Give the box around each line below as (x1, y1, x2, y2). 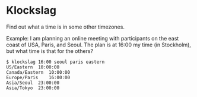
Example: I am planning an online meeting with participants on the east (6, 35, 179, 42)
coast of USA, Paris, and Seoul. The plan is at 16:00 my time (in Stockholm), (6, 41, 192, 48)
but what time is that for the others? (6, 47, 94, 54)
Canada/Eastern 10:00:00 (6, 69, 70, 75)
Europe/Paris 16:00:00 (6, 74, 70, 80)
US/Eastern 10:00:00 (6, 64, 60, 70)
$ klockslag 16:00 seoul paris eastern (6, 59, 105, 65)
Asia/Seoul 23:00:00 (6, 80, 60, 86)
